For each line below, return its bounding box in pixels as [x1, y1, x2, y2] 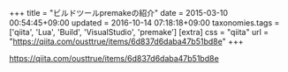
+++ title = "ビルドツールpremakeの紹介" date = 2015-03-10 [9, 8, 228, 18]
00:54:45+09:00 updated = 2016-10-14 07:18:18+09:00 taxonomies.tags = [9, 18, 280, 28]
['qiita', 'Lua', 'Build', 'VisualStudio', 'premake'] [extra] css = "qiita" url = [9, 27, 269, 37]
